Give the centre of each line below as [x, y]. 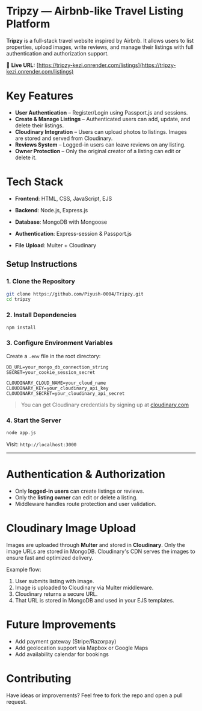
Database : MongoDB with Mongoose [61, 222]
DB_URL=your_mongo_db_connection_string [58, 367]
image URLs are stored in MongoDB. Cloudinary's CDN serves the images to [101, 551]
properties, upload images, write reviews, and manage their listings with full [100, 47]
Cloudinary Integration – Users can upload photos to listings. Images [101, 131]
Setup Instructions [42, 264]
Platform [28, 24]
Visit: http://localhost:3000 [41, 444]
